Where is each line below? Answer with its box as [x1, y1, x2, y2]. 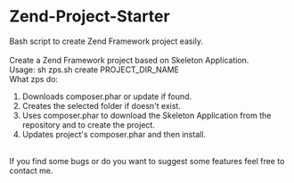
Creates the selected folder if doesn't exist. [21, 100, 181, 111]
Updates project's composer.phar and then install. [21, 129, 207, 139]
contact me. [9, 165, 53, 176]
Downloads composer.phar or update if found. [21, 91, 192, 102]
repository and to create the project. [21, 119, 156, 130]
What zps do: [9, 73, 59, 84]
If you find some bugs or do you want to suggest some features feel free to [9, 155, 285, 166]
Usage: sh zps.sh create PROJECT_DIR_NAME [9, 64, 180, 75]
